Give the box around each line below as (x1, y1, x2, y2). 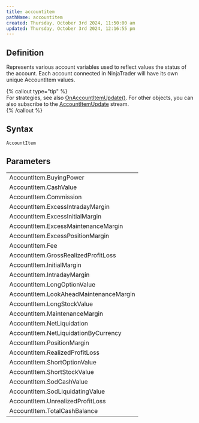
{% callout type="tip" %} (6, 88, 68, 95)
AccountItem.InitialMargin (9, 261, 82, 269)
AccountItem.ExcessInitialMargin (9, 212, 102, 220)
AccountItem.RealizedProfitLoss (9, 348, 100, 357)
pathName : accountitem (6, 14, 63, 20)
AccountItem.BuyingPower (9, 173, 85, 181)
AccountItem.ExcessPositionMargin (9, 232, 110, 240)
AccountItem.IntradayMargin (9, 270, 90, 279)
